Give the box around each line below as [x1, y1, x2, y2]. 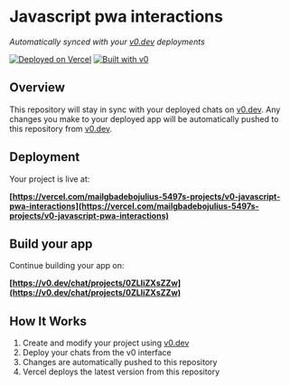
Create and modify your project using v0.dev [22, 337, 190, 349]
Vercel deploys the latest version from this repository [22, 366, 220, 377]
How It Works [9, 314, 88, 329]
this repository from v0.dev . [9, 123, 113, 134]
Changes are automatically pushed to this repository [22, 357, 218, 368]
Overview [9, 80, 66, 96]
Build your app [9, 236, 93, 251]
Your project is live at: [9, 174, 90, 184]
